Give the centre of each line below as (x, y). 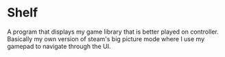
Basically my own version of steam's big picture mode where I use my (106, 38)
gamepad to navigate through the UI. (59, 46)
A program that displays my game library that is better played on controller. (113, 32)
